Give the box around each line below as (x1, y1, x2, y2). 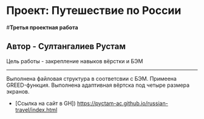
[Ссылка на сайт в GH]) (15, 100, 76, 107)
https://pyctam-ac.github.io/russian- (76, 100, 168, 107)
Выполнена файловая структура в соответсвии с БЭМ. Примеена (6, 75, 177, 82)
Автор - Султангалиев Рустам (6, 41, 126, 52)
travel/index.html (15, 106, 58, 113)
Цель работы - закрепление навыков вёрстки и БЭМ (6, 57, 143, 64)
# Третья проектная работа (6, 24, 78, 31)
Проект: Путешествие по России (6, 4, 182, 18)
